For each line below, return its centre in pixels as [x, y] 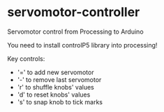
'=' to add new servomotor [55, 72]
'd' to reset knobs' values [54, 94]
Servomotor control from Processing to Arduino [76, 31]
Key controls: [26, 58]
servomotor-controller [74, 12]
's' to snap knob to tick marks [60, 101]
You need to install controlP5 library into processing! [82, 45]
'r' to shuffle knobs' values [55, 87]
